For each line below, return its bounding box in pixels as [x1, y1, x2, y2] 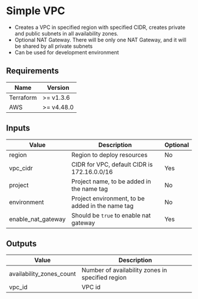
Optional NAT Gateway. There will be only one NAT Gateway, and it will [14, 36, 187, 43]
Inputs [6, 123, 31, 134]
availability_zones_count [9, 270, 76, 278]
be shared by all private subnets [14, 43, 93, 50]
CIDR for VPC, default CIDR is [71, 160, 153, 168]
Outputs [6, 238, 37, 249]
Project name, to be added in [71, 177, 151, 186]
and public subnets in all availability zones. [14, 30, 119, 37]
